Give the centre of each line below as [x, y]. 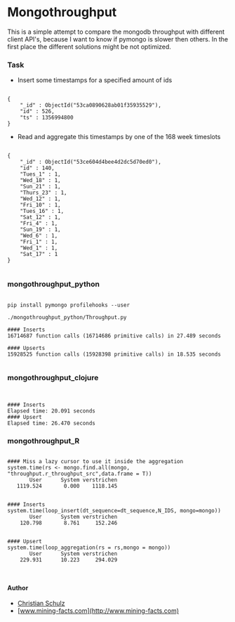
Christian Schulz [41, 603]
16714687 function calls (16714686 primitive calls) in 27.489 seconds [114, 336]
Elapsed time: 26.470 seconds [52, 423]
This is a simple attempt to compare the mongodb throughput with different [116, 32]
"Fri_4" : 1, [39, 223]
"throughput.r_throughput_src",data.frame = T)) [80, 474]
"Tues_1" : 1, [40, 174]
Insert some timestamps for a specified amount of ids [95, 80]
